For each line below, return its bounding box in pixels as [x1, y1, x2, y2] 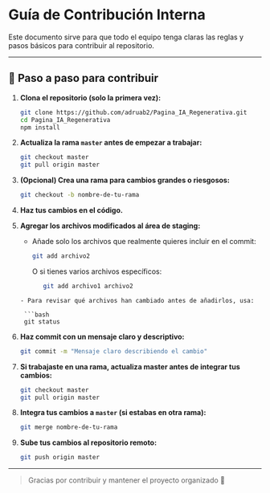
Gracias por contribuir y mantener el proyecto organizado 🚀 [27, 475, 226, 485]
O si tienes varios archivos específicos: [31, 267, 162, 276]
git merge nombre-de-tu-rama [19, 423, 118, 431]
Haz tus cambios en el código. [19, 206, 123, 214]
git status [23, 317, 60, 326]
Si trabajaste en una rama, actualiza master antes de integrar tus [19, 361, 240, 371]
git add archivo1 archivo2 [43, 282, 134, 290]
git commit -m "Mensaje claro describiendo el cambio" [19, 347, 208, 355]
